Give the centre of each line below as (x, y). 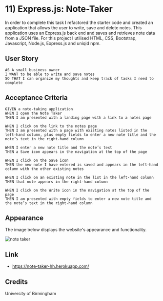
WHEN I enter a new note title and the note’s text (59, 148)
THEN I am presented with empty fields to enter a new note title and (78, 199)
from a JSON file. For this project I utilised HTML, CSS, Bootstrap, (71, 38)
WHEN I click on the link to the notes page (51, 126)
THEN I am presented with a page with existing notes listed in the (76, 130)
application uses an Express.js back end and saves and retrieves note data (80, 33)
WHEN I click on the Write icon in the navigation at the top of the (77, 190)
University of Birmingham (31, 293)
